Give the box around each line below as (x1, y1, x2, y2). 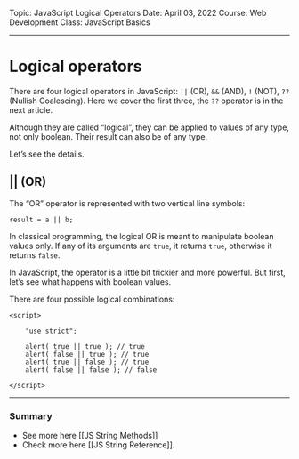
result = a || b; (9, 215, 74, 224)
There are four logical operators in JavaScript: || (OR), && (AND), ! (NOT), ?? (9, 85, 290, 96)
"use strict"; (25, 326, 77, 335)
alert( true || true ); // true (25, 342, 145, 350)
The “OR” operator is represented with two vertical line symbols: (9, 197, 246, 208)
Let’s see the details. (9, 149, 85, 159)
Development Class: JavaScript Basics (9, 17, 150, 28)
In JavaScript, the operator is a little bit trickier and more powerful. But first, (9, 267, 287, 278)
